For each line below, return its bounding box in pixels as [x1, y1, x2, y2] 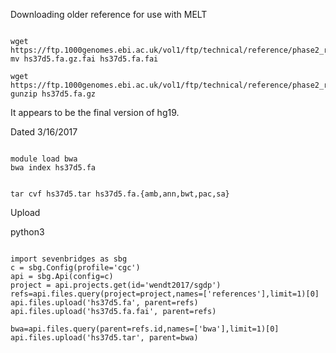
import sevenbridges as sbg [10, 254, 128, 264]
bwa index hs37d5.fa [10, 163, 97, 173]
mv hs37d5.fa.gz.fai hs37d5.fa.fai [10, 54, 159, 64]
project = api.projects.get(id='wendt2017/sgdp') [10, 280, 222, 290]
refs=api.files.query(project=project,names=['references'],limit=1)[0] [10, 289, 320, 299]
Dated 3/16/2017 [10, 126, 78, 138]
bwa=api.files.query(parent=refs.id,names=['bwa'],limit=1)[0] [10, 324, 280, 334]
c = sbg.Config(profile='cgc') [10, 263, 141, 273]
